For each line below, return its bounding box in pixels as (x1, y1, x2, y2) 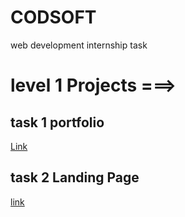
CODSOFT (10, 6, 97, 29)
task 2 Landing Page (10, 169, 140, 186)
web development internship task (10, 39, 148, 51)
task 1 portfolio (10, 114, 105, 131)
